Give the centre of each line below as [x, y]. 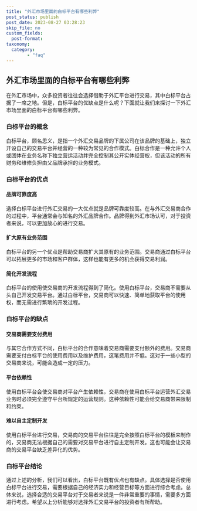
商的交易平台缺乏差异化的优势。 [45, 449]
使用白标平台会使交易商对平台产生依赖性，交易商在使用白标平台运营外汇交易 [98, 391]
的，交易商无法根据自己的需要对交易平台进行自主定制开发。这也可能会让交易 [98, 442]
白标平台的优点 [27, 179]
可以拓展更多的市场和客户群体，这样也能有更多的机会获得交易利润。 [88, 259]
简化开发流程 [21, 274]
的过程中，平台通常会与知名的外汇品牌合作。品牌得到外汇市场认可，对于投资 [98, 216]
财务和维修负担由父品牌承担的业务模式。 [55, 162]
